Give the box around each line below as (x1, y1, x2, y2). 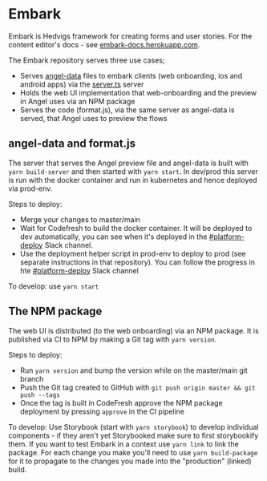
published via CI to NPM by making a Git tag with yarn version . (8, 334, 217, 344)
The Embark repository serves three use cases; (8, 55, 166, 65)
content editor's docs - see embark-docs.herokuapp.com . (8, 39, 200, 49)
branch (19, 374, 44, 383)
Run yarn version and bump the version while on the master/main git (19, 366, 249, 375)
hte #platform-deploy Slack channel (19, 265, 139, 275)
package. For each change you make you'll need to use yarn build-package (8, 447, 258, 457)
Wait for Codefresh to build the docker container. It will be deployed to (19, 223, 253, 232)
